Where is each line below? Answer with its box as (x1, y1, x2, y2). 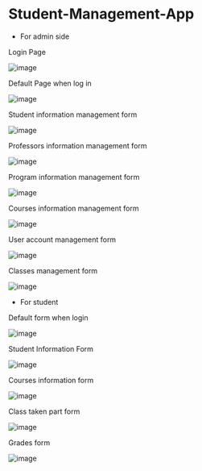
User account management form (8, 235, 117, 244)
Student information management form (8, 110, 138, 119)
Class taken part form (8, 406, 80, 416)
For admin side (19, 31, 70, 41)
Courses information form (8, 375, 94, 385)
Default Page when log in (8, 78, 93, 88)
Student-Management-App (8, 5, 195, 23)
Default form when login (8, 312, 89, 323)
